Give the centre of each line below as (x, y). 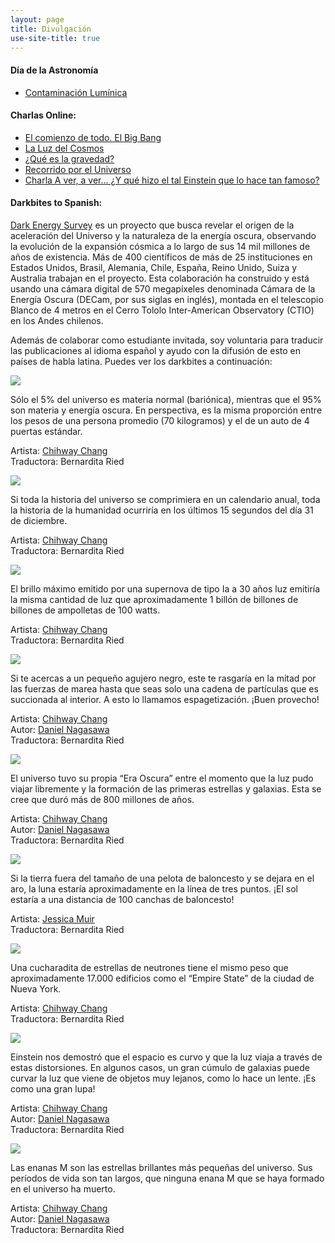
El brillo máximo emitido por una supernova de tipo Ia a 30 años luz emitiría (165, 588)
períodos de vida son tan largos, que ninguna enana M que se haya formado (167, 1178)
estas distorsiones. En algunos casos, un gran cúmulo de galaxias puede (160, 1067)
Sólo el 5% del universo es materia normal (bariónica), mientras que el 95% (166, 399)
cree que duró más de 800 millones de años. (102, 799)
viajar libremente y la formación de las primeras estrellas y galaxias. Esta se (166, 788)
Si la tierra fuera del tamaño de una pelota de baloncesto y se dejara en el (162, 878)
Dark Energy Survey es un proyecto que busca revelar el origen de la (152, 225)
